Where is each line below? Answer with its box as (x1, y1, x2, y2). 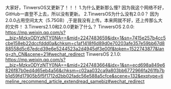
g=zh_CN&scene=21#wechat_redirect (5, 51, 85, 57)
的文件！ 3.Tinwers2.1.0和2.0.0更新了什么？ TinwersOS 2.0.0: (5, 24, 135, 30)
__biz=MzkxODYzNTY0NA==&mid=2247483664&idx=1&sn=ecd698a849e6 (5, 62, 165, 68)
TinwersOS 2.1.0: (85, 51, 121, 57)
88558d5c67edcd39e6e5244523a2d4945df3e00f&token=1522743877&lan (5, 46, 165, 52)
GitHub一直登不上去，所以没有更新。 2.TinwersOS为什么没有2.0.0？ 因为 (5, 11, 159, 17)
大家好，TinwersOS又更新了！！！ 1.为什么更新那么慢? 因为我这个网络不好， (5, 5, 167, 10)
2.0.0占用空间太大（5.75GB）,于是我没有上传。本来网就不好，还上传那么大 (5, 17, 163, 23)
